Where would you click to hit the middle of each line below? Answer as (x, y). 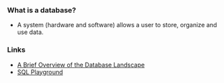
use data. (30, 32)
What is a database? (42, 10)
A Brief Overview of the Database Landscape (81, 65)
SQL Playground (40, 72)
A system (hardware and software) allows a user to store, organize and (117, 25)
